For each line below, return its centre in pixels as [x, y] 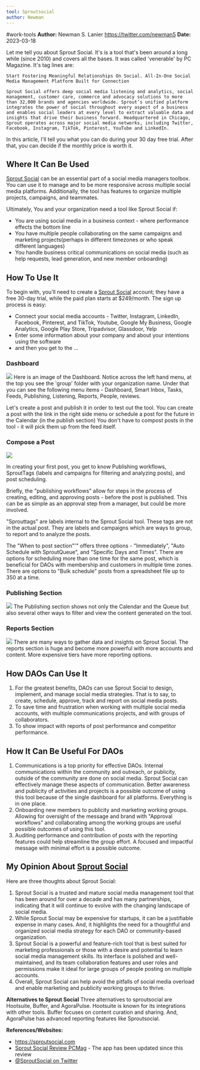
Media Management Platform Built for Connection [68, 81]
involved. [17, 510]
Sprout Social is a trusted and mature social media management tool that [104, 893]
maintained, [29, 963]
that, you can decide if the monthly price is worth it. [70, 145]
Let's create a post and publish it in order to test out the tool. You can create [100, 408]
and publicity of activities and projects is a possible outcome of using [100, 791]
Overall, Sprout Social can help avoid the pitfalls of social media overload [104, 981]
